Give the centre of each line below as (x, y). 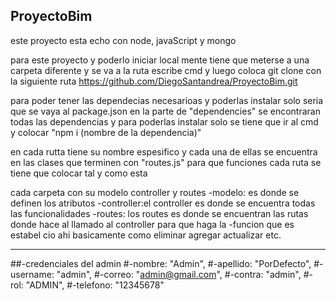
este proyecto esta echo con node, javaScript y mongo (123, 40)
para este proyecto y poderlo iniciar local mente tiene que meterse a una (160, 60)
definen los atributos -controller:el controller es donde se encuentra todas (163, 203)
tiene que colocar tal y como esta (79, 173)
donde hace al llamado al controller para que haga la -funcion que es (152, 224)
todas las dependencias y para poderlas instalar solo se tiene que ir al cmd (164, 121)
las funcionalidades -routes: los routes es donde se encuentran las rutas (159, 213)
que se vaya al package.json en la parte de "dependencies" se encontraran (165, 111)
